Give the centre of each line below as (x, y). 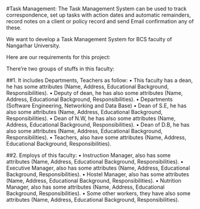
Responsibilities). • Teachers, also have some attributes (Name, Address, (96, 137)
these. (14, 27)
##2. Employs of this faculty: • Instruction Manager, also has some (89, 155)
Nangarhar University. (33, 45)
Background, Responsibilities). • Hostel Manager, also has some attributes (98, 174)
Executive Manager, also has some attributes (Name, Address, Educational (98, 168)
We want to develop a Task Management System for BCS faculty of (89, 39)
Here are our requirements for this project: (58, 57)
